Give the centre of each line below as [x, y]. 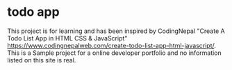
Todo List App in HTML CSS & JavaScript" [67, 38]
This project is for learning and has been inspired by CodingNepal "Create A [116, 31]
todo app [34, 12]
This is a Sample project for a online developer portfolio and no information [115, 53]
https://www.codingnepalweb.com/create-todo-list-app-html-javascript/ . [112, 45]
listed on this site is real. [42, 60]
